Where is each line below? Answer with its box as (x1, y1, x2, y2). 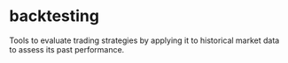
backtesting (9, 6, 100, 26)
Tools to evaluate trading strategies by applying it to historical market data (9, 35, 280, 45)
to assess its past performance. (9, 44, 125, 54)
